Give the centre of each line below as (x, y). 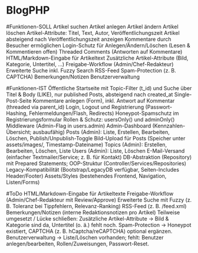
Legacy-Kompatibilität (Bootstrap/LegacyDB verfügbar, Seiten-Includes (93, 169)
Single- (183, 94)
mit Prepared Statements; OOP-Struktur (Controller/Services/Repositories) (96, 163)
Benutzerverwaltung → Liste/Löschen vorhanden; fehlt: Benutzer (85, 237)
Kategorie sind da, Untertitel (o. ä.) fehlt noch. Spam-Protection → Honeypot (99, 225)
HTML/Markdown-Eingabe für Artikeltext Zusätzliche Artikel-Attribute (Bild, (97, 58)
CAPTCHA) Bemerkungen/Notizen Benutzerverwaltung (73, 77)
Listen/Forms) (23, 182)
